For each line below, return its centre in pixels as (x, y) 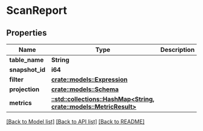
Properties (27, 33)
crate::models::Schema (85, 89)
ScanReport (37, 11)
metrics (21, 103)
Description (177, 50)
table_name (27, 60)
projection (24, 89)
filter (17, 79)
